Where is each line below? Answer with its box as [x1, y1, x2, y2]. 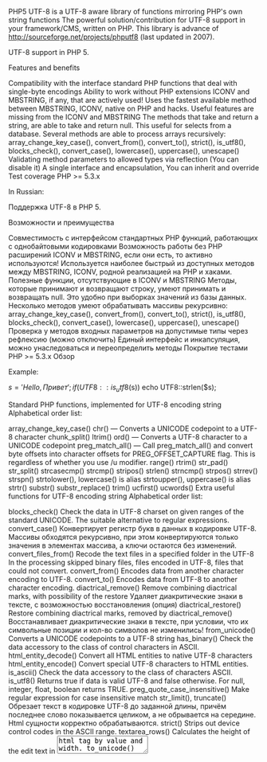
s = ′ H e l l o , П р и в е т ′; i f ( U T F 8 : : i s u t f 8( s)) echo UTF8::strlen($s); [8, 382, 217, 393]
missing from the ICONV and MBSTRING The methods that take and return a [8, 112, 259, 122]
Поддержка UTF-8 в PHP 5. [8, 202, 101, 212]
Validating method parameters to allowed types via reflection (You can [8, 154, 239, 164]
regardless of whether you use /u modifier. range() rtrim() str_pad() [8, 457, 229, 467]
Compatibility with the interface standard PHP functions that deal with [8, 79, 238, 88]
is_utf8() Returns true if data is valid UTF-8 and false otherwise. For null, [8, 676, 245, 686]
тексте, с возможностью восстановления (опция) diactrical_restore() [8, 600, 241, 609]
